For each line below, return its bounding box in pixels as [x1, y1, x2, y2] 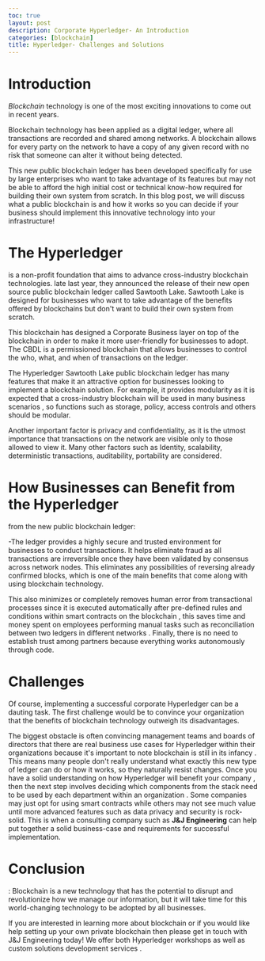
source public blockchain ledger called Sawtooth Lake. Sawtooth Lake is [8, 287, 244, 296]
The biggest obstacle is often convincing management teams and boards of [8, 730, 256, 741]
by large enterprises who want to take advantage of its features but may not [8, 174, 256, 184]
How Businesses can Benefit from [8, 479, 236, 497]
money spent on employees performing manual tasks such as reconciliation [8, 620, 255, 629]
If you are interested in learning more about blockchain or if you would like [8, 918, 251, 928]
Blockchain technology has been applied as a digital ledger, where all [8, 125, 233, 135]
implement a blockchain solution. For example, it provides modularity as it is [8, 385, 256, 395]
